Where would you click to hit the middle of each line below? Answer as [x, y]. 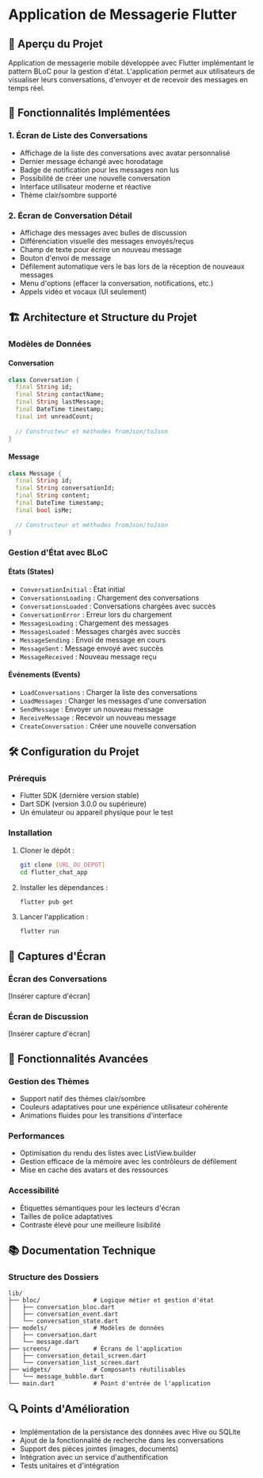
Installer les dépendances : [64, 887]
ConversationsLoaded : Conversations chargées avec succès [118, 606]
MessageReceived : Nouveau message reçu [88, 656]
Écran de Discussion [48, 1016]
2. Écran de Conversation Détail [70, 216]
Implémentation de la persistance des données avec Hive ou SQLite [130, 1432]
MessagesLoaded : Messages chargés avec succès [100, 631]
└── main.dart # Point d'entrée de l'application [110, 1384]
